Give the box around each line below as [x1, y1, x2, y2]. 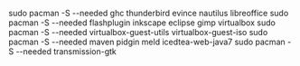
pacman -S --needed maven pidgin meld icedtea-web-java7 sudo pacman [8, 36, 286, 47]
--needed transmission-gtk [15, 46, 117, 57]
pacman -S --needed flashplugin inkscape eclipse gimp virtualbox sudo [8, 17, 277, 28]
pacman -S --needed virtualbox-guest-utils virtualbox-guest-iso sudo [8, 27, 268, 37]
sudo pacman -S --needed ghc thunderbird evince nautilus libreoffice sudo [8, 8, 289, 18]
